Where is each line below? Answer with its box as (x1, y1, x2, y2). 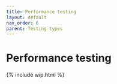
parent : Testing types (6, 25, 63, 32)
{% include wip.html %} (6, 71, 65, 79)
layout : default (6, 14, 47, 20)
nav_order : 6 (6, 20, 39, 26)
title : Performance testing (6, 8, 77, 15)
